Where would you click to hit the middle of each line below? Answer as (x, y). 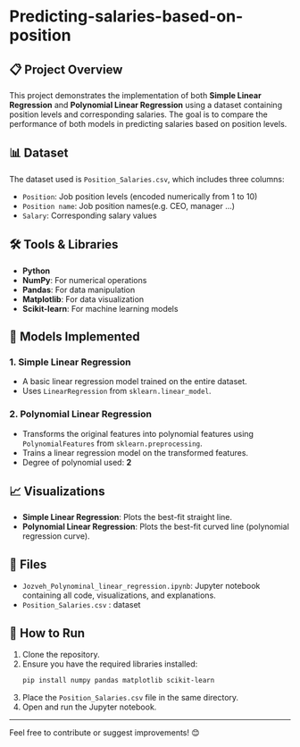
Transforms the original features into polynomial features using (138, 433)
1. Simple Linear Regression (70, 362)
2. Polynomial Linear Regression (80, 415)
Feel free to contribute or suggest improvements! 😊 (104, 732)
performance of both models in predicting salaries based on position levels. (148, 124)
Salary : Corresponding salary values (90, 215)
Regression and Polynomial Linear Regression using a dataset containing (146, 105)
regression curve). (56, 536)
